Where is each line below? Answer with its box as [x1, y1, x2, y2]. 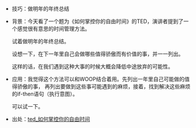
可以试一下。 [11, 103, 43, 110]
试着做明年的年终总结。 [11, 38, 69, 44]
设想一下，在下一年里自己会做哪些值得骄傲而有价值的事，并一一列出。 [11, 50, 184, 57]
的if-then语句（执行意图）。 [11, 91, 78, 97]
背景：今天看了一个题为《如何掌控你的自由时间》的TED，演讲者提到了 [11, 18, 184, 25]
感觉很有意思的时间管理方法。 [17, 25, 90, 32]
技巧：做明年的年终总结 [11, 5, 69, 12]
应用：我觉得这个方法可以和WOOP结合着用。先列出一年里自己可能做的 [11, 76, 185, 82]
